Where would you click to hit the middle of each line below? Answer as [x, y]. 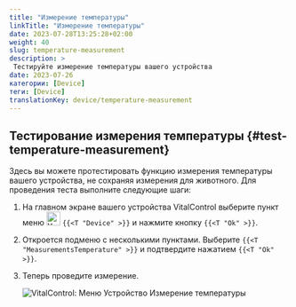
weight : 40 [29, 42]
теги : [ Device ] [37, 91]
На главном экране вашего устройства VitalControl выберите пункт [150, 207]
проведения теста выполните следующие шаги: [100, 190]
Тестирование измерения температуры [127, 135]
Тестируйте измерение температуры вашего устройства [113, 67]
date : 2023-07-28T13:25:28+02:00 [71, 34]
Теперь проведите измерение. [80, 276]
